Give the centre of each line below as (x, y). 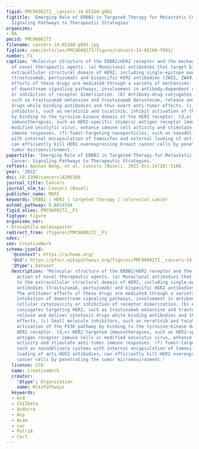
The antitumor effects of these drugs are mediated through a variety (106, 293)
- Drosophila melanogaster (39, 227)
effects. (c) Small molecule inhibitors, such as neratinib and (98, 321)
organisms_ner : (25, 222)
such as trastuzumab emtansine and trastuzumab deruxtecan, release (98, 100)
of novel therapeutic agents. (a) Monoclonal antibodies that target (99, 67)
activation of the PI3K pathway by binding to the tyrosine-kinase (102, 326)
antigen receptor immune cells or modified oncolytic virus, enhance (105, 337)
